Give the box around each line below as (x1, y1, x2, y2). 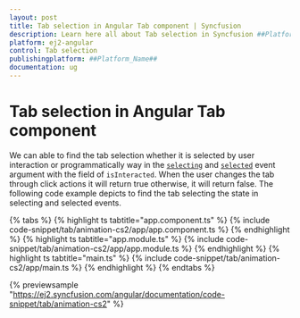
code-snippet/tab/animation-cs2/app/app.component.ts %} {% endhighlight (9, 224, 290, 235)
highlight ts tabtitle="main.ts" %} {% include (9, 252, 172, 264)
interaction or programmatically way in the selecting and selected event (9, 159, 276, 170)
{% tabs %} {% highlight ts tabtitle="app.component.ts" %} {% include (9, 214, 271, 225)
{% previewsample (9, 279, 79, 290)
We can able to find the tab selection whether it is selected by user (9, 149, 255, 161)
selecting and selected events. (9, 197, 122, 208)
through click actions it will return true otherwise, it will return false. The (9, 178, 274, 188)
